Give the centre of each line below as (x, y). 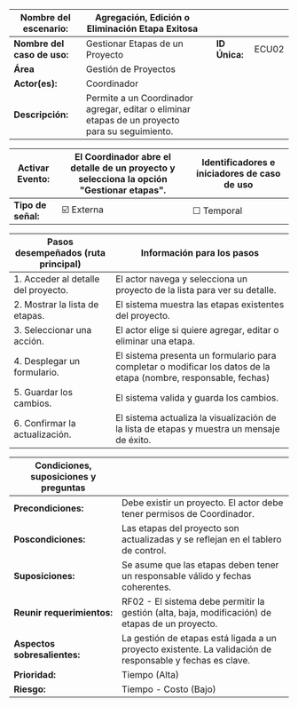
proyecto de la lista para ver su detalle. (196, 290)
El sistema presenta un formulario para (196, 356)
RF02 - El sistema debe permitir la (193, 601)
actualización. (43, 434)
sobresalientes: (47, 655)
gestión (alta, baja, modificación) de (196, 612)
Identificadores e (239, 162)
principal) (60, 264)
